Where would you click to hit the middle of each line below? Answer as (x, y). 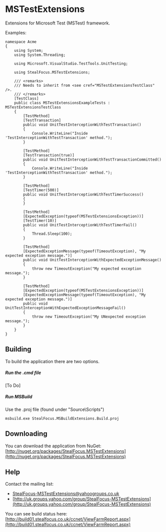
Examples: (16, 32)
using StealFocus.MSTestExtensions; (52, 72)
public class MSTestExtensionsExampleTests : (62, 103)
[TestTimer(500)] (41, 190)
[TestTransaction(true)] (49, 155)
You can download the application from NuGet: (53, 446)
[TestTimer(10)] (40, 220)
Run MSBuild (19, 397)
